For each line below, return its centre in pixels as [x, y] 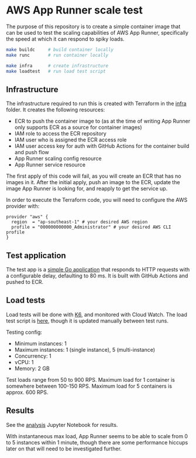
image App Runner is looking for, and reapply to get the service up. [87, 189]
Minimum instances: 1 [41, 343]
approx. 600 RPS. [27, 392]
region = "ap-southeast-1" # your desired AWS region [80, 222]
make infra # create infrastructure [57, 66]
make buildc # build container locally [60, 50]
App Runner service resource [50, 165]
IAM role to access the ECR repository [60, 134]
